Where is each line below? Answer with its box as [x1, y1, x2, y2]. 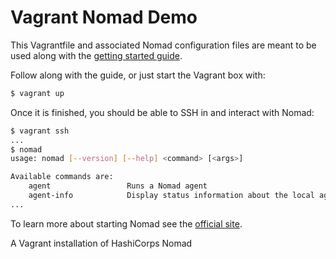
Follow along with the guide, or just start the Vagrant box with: [10, 69, 266, 81]
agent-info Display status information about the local [28, 191, 315, 201]
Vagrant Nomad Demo [10, 6, 198, 29]
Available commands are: [10, 172, 114, 182]
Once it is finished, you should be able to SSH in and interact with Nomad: [10, 106, 315, 118]
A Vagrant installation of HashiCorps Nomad [10, 237, 193, 249]
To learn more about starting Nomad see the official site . [10, 217, 243, 230]
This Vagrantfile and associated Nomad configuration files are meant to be [10, 39, 317, 51]
